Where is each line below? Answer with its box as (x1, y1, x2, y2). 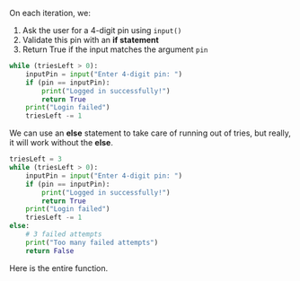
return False (25, 246, 75, 255)
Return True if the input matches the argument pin (22, 44, 208, 55)
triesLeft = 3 (9, 154, 63, 164)
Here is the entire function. (9, 262, 109, 273)
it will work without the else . (9, 137, 114, 148)
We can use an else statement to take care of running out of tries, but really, (9, 127, 292, 138)
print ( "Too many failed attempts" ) (25, 238, 159, 247)
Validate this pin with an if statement (22, 35, 159, 45)
